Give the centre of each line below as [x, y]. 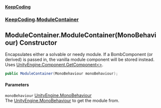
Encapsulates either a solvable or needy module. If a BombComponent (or [79, 54]
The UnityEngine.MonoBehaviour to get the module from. [62, 101]
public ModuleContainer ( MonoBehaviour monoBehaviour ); [62, 74]
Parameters [17, 85]
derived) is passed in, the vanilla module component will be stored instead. [80, 60]
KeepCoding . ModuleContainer [42, 19]
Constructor [38, 43]
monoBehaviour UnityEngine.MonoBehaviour [48, 95]
